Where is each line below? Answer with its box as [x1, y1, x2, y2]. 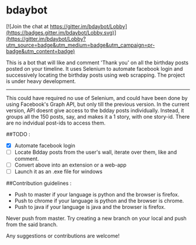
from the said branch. [6, 221, 58, 228]
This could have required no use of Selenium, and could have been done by [6, 94, 188, 101]
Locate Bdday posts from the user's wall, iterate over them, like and [14, 149, 177, 156]
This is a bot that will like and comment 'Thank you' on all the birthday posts [6, 59, 188, 66]
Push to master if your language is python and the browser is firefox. [14, 191, 180, 198]
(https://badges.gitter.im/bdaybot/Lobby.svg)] [6, 29, 117, 36]
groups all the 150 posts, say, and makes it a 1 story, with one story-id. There [6, 113, 190, 120]
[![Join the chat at [6, 23, 49, 30]
